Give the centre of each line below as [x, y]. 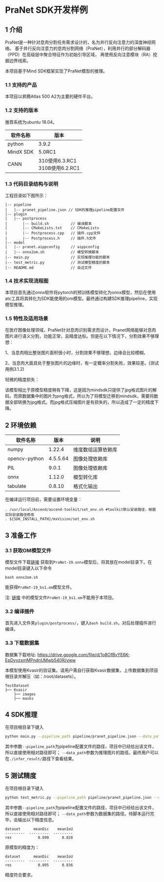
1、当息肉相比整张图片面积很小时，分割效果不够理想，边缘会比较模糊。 [76, 353]
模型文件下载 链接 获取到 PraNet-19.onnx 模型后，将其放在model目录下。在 [79, 562]
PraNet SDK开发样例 [47, 10]
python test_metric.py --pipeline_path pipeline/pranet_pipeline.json [78, 798]
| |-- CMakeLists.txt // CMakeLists [52, 228]
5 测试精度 [21, 776]
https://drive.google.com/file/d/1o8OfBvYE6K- [84, 655]
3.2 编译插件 [20, 611]
